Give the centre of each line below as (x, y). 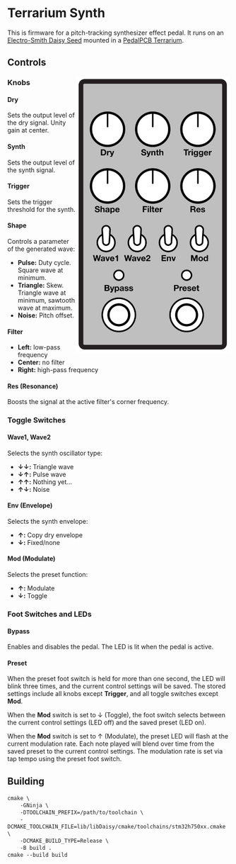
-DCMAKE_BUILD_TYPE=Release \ (65, 841)
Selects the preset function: (48, 574)
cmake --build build (38, 855)
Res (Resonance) (33, 386)
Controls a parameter (38, 242)
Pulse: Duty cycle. (45, 263)
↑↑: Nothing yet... (45, 482)
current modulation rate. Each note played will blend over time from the (111, 744)
